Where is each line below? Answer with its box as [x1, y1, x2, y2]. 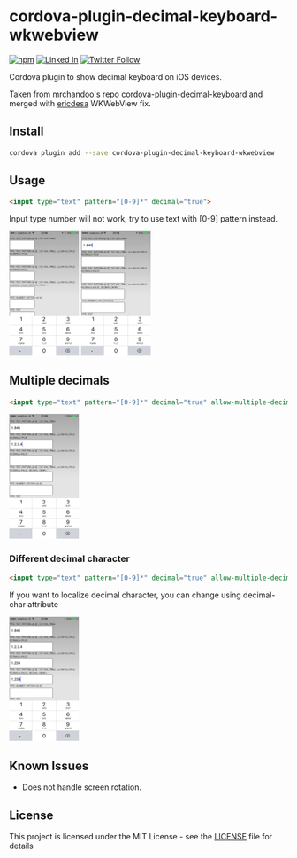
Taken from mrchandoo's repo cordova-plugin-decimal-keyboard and [9, 89, 263, 99]
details [9, 840, 34, 851]
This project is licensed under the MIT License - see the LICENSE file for [9, 831, 272, 841]
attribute [27, 598, 59, 609]
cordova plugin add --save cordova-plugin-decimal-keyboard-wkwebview [9, 148, 275, 157]
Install [9, 124, 44, 139]
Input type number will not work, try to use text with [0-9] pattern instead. [9, 214, 278, 224]
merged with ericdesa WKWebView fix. [9, 97, 152, 108]
